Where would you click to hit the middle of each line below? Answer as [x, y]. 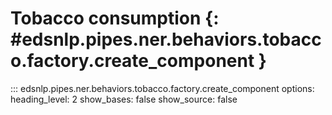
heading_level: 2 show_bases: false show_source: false [124, 99]
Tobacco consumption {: [115, 18]
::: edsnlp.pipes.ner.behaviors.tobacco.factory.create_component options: [162, 88]
